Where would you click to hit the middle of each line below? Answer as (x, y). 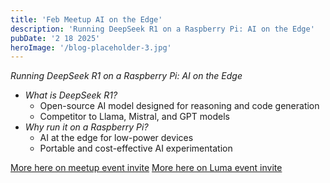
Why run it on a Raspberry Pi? (86, 127)
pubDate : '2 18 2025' (55, 38)
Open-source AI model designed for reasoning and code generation (179, 106)
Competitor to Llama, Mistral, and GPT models (134, 117)
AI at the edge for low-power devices (116, 138)
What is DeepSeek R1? (71, 95)
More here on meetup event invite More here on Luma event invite (146, 168)
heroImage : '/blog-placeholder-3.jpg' (91, 47)
